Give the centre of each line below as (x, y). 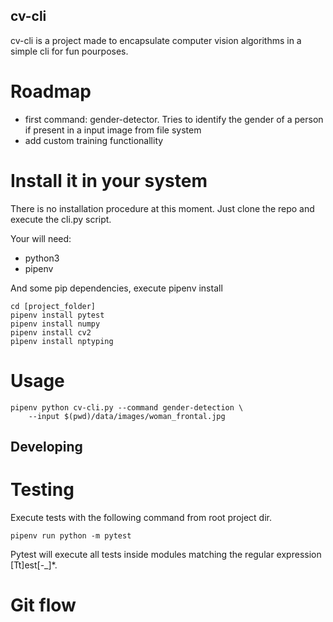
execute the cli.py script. (61, 219)
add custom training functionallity (94, 140)
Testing (42, 490)
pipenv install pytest (57, 315)
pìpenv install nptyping (62, 341)
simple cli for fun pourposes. (69, 51)
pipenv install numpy (55, 324)
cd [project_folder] (53, 306)
